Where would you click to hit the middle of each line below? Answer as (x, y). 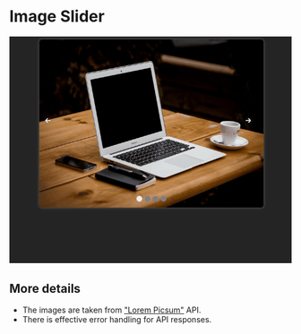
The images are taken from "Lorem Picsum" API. (112, 310)
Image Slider (57, 17)
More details (45, 288)
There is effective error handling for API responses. (117, 319)
